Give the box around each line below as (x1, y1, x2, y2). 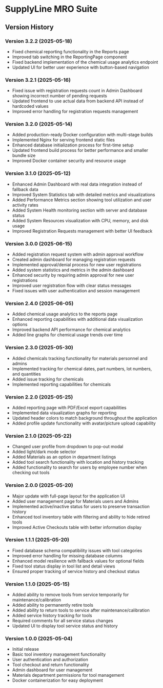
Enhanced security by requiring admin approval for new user (12, 272, 134, 278)
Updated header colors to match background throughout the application (12, 415, 158, 421)
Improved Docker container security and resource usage (12, 158, 126, 164)
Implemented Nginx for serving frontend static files (12, 137, 115, 143)
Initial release (12, 646, 39, 652)
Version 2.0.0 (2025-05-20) (5, 482, 73, 489)
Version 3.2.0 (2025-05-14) (5, 121, 72, 128)
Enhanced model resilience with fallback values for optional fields (12, 558, 144, 564)
